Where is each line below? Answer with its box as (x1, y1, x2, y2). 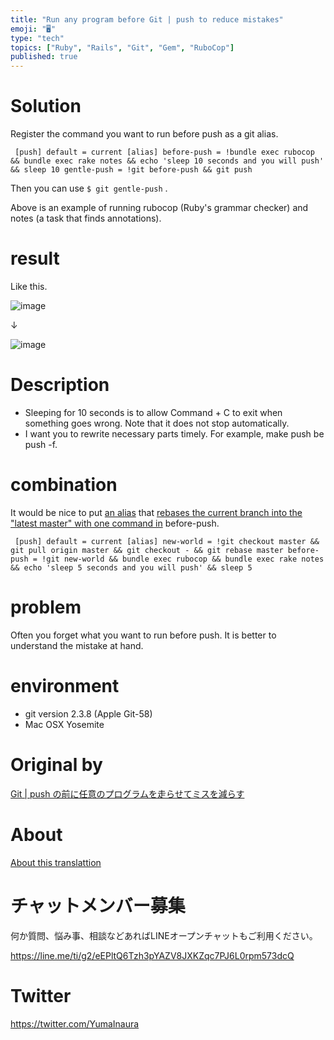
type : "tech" (10, 33, 65, 43)
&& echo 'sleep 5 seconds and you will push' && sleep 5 (10, 562, 253, 573)
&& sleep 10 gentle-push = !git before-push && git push (10, 165, 253, 175)
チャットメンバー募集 (10, 894, 186, 917)
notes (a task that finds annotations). (10, 212, 162, 225)
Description (10, 374, 110, 396)
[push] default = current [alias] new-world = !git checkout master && (14, 536, 320, 546)
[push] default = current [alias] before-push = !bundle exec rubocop (14, 147, 315, 158)
